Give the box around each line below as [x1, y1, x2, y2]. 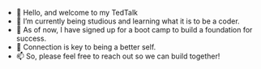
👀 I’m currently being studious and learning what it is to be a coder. [15, 16, 241, 26]
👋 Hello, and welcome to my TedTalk [15, 8, 139, 17]
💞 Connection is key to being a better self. [15, 42, 156, 52]
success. [15, 33, 47, 43]
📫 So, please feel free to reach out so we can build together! [15, 51, 220, 61]
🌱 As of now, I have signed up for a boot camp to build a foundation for [15, 25, 253, 34]
